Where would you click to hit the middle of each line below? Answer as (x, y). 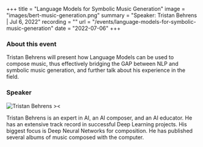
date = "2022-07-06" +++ (87, 28)
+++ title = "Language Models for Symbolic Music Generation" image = (96, 9)
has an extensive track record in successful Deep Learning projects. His (97, 124)
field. (13, 77)
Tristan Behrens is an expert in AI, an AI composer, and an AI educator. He (99, 118)
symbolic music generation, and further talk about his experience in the (96, 70)
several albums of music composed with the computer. (75, 137)
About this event (31, 44)
